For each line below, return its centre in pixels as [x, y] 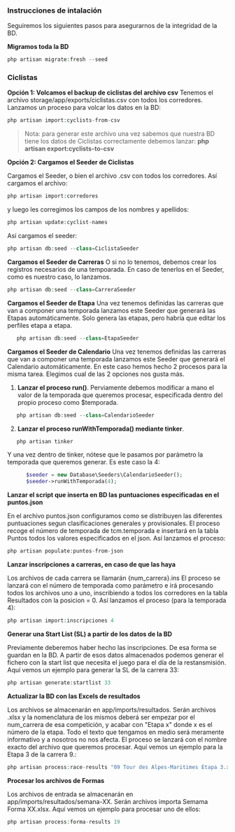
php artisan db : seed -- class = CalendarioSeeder [86, 415]
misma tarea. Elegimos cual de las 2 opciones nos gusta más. [96, 374]
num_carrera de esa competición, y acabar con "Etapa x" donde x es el [110, 724]
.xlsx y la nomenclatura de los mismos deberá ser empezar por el [101, 717]
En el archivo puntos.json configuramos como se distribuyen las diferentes [115, 516]
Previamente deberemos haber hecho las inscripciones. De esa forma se [112, 647]
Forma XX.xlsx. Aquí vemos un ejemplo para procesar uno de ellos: [104, 809]
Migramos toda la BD [38, 47]
